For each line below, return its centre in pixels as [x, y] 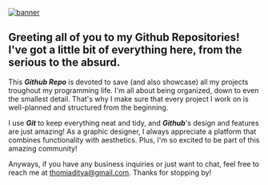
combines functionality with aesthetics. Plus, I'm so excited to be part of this [134, 139]
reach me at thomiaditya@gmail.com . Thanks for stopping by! [110, 172]
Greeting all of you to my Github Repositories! [124, 37]
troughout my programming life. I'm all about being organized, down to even [134, 90]
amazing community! [43, 148]
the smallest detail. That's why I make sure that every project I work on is [129, 99]
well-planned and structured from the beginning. [88, 107]
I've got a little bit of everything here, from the [125, 50]
